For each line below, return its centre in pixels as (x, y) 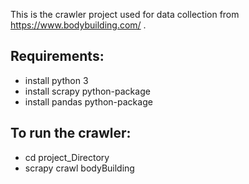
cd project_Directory (67, 157)
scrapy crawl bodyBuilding (79, 168)
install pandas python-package (88, 101)
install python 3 (56, 80)
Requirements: (57, 56)
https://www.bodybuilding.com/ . (78, 25)
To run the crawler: (71, 133)
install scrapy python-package (87, 91)
